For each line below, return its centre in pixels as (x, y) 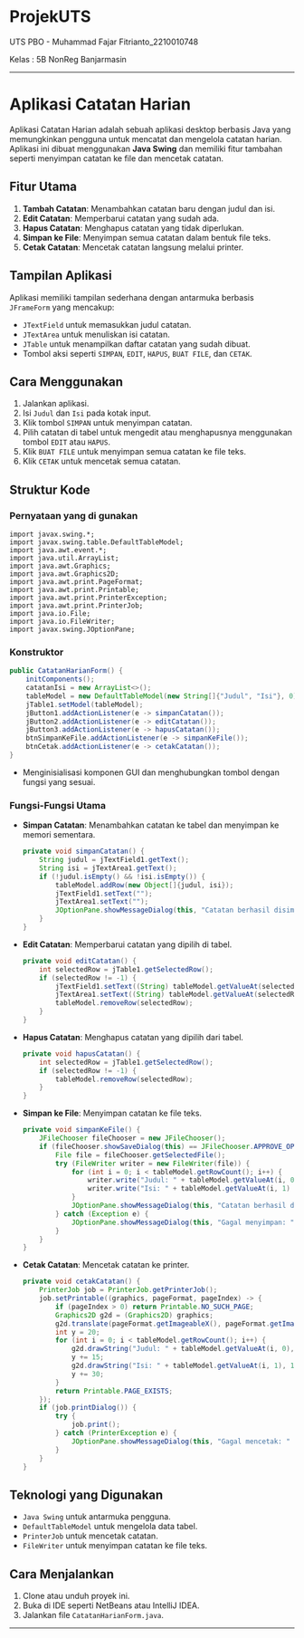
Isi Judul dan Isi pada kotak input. (87, 413)
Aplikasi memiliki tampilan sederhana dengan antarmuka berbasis (132, 297)
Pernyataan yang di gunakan (74, 515)
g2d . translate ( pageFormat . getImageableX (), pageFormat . (163, 1324)
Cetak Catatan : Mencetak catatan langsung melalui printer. (133, 247)
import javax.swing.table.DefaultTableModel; (96, 542)
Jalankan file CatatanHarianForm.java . (93, 1615)
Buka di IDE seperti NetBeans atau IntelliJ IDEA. (111, 1605)
